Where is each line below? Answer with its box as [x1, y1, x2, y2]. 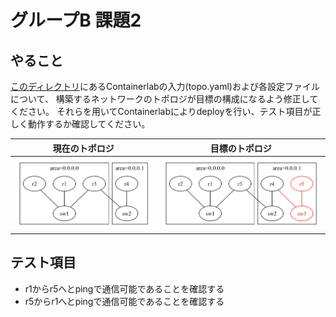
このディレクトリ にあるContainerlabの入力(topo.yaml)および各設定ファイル [10, 81, 320, 92]
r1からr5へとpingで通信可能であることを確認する [24, 282, 225, 295]
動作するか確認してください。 [27, 118, 151, 130]
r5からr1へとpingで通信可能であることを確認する [24, 295, 225, 307]
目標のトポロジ [209, 142, 272, 154]
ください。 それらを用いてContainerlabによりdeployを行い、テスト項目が [10, 106, 313, 117]
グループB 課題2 [10, 9, 142, 32]
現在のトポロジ [52, 142, 115, 154]
